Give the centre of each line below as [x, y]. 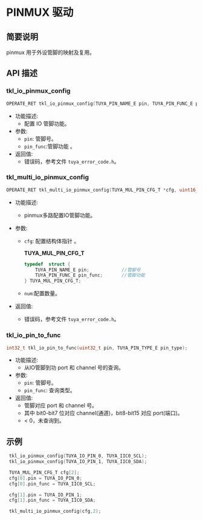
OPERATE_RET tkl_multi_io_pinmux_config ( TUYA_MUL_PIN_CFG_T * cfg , [92, 190]
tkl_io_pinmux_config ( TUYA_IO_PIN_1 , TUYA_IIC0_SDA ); [78, 462]
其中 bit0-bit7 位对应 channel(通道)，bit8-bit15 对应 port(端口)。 [103, 413]
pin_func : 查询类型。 [50, 390]
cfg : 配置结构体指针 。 [52, 241]
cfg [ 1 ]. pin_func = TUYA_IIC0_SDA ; [52, 501]
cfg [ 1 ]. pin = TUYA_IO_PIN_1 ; [46, 495]
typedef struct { [47, 264]
